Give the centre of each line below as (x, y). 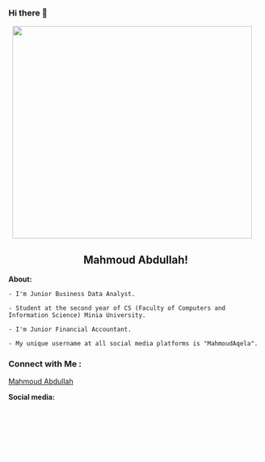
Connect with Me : (45, 364)
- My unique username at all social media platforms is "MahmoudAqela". (133, 344)
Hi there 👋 (28, 13)
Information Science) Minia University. (78, 316)
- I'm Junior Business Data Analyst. (72, 295)
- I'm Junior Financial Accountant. (70, 330)
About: (20, 279)
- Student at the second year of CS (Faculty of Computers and (117, 308)
